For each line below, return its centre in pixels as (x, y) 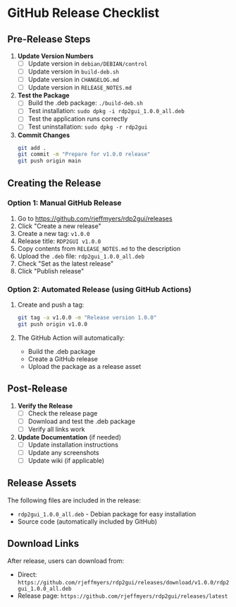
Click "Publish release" (51, 271)
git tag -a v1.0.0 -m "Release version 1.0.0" (87, 318)
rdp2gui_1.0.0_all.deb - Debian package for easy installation (107, 514)
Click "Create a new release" (59, 226)
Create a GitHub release (63, 359)
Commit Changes (44, 135)
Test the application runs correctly (78, 119)
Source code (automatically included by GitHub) (87, 521)
